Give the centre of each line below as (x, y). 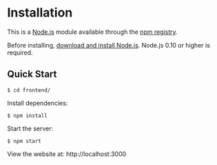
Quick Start (32, 74)
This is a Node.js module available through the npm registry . (92, 32)
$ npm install (28, 115)
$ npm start (24, 141)
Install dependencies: (38, 103)
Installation (40, 13)
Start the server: (30, 128)
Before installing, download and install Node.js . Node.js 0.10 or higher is (108, 45)
